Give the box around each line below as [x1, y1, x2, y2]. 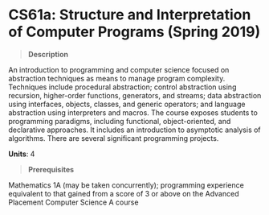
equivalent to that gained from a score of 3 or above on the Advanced [8, 188, 239, 198]
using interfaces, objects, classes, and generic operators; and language [8, 99, 246, 109]
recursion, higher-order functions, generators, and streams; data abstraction [8, 90, 262, 100]
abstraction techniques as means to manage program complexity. [8, 73, 226, 83]
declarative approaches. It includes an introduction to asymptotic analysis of [8, 125, 261, 134]
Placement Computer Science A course [8, 197, 139, 207]
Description [27, 49, 68, 59]
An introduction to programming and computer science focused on [8, 64, 230, 74]
